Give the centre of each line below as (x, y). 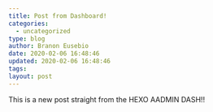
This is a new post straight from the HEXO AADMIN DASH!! (107, 99)
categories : (28, 24)
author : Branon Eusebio (49, 46)
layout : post (30, 76)
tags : (17, 69)
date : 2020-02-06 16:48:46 (54, 54)
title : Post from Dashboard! (58, 16)
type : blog (27, 39)
